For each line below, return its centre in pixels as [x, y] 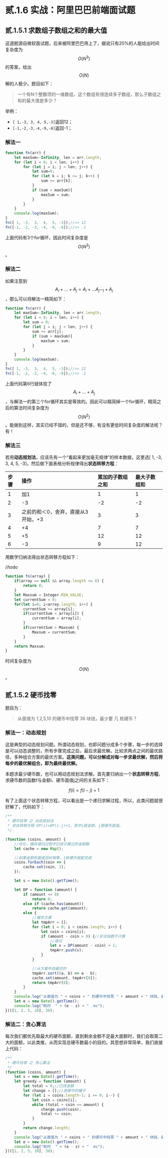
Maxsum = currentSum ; [54, 632]
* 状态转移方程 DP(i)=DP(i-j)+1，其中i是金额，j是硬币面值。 [65, 826]
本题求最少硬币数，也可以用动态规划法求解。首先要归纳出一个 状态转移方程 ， [84, 774]
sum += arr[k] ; [56, 181]
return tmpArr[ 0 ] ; [51, 983]
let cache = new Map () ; [39, 849]
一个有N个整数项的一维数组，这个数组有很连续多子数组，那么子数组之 [89, 94]
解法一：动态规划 [26, 733]
